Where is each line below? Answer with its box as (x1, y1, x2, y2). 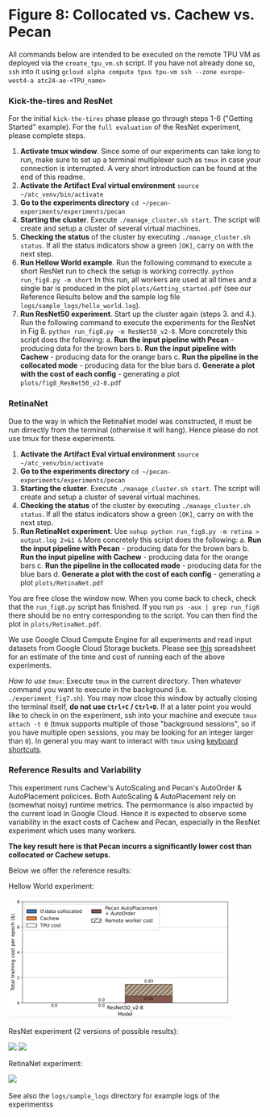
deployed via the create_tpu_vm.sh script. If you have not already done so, (8, 58, 255, 68)
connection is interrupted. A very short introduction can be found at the (19, 164, 258, 173)
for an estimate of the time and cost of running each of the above (8, 652, 226, 661)
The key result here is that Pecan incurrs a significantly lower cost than (8, 841, 252, 851)
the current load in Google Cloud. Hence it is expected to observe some (8, 808, 247, 818)
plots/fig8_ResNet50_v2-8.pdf (19, 379, 123, 388)
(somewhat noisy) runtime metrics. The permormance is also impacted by (8, 800, 254, 810)
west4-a (8, 77, 35, 85)
